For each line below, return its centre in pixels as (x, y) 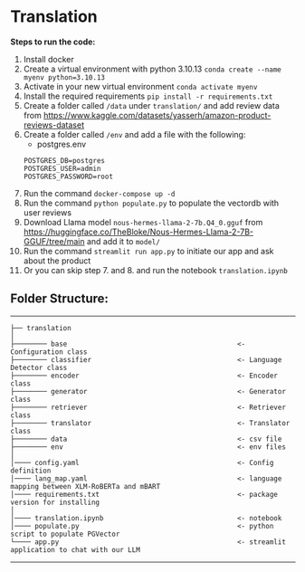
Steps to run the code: (53, 42)
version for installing (55, 502)
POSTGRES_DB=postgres (64, 160)
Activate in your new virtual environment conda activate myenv (140, 86)
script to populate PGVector (65, 534)
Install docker (49, 59)
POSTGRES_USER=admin (62, 168)
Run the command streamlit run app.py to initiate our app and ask (148, 251)
